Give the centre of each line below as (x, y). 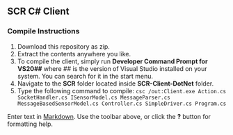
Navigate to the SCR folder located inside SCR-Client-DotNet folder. (115, 84)
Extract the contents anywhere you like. (74, 54)
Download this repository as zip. (63, 46)
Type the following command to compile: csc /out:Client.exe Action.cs (122, 90)
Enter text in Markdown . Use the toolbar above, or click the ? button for (109, 116)
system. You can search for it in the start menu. (85, 76)
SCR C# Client (38, 11)
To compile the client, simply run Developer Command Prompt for (112, 61)
